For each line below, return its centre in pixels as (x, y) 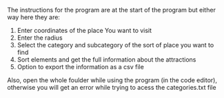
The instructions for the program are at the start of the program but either (111, 10)
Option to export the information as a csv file (81, 67)
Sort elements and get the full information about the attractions (106, 60)
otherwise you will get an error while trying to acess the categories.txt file (112, 87)
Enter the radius (40, 38)
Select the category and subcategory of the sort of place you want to (115, 45)
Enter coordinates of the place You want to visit (84, 30)
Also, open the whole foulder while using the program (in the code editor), (112, 80)
